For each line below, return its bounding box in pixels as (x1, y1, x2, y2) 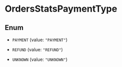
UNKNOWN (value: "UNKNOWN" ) (12, 56, 67, 62)
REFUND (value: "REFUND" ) (12, 47, 63, 52)
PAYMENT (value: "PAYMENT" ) (12, 37, 67, 43)
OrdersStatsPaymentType (5, 3, 117, 15)
